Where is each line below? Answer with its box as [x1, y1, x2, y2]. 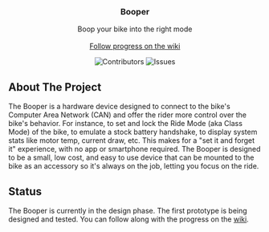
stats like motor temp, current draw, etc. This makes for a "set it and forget [8, 136, 255, 145]
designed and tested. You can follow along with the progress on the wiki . [8, 214, 249, 224]
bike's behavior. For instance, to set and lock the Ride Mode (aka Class [8, 119, 243, 128]
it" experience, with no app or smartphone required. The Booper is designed [8, 144, 261, 154]
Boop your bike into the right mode [77, 24, 193, 34]
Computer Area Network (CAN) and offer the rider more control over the [8, 110, 247, 120]
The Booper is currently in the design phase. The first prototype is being [8, 206, 247, 215]
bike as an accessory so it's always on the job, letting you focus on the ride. [8, 161, 259, 171]
